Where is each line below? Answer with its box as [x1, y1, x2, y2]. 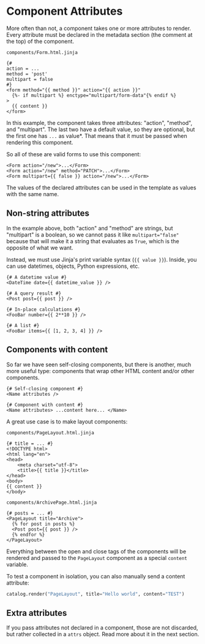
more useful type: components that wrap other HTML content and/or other [6, 367, 195, 374]
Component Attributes [6, 4, 123, 18]
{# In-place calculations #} [6, 306, 81, 313]
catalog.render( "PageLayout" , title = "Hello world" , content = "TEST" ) [6, 591, 185, 597]
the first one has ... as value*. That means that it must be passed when [6, 132, 188, 139]
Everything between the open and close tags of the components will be [6, 547, 187, 555]
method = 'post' [6, 70, 48, 77]
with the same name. [6, 190, 59, 197]
